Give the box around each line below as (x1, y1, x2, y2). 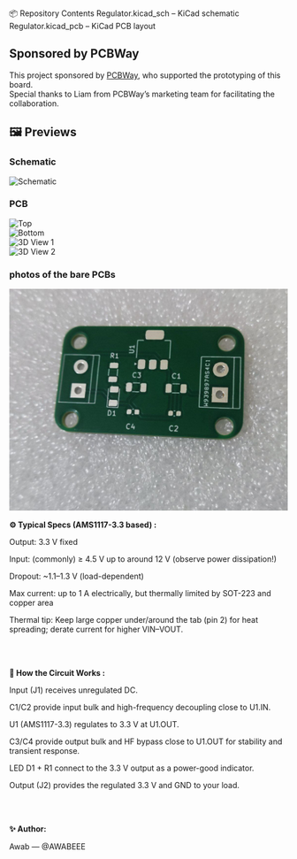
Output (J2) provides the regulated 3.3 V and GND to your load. (9, 779, 240, 790)
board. (9, 79, 34, 89)
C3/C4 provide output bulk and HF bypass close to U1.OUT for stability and (9, 736, 283, 747)
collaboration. (9, 97, 59, 109)
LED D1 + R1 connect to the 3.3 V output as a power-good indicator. (9, 763, 255, 773)
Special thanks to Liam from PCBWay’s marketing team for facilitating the (9, 88, 276, 99)
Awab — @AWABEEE (9, 840, 86, 852)
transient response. (9, 745, 80, 755)
